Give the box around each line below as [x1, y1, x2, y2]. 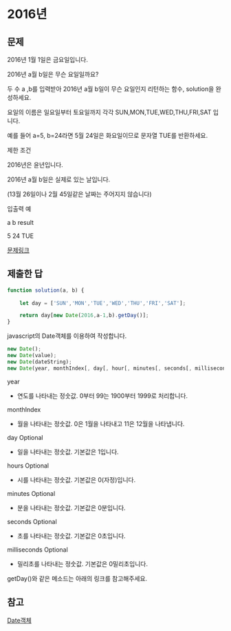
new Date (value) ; [7, 352, 57, 359]
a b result [7, 219, 34, 226]
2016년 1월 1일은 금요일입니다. [7, 56, 88, 63]
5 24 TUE [7, 232, 34, 240]
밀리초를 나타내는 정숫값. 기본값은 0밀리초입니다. [16, 559, 148, 568]
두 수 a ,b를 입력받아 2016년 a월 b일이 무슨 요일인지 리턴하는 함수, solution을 [7, 85, 214, 93]
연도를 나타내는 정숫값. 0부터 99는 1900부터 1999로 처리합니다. [16, 391, 188, 400]
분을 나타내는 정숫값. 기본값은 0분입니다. [16, 503, 126, 512]
